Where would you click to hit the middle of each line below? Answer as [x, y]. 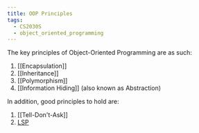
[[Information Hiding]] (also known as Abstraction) [89, 88]
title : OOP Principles [40, 14]
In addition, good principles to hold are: [63, 102]
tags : [15, 20]
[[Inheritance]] [38, 73]
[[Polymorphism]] [42, 81]
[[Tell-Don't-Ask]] [42, 115]
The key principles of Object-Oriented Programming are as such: [100, 53]
